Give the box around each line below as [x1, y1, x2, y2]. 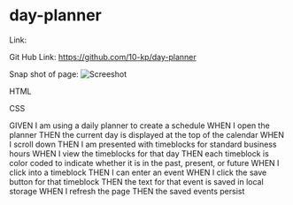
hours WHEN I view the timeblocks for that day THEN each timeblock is [9, 148, 270, 159]
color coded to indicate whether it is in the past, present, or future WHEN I [9, 157, 280, 168]
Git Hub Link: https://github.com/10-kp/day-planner [9, 51, 197, 62]
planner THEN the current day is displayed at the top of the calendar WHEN [9, 129, 285, 140]
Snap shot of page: [9, 68, 80, 80]
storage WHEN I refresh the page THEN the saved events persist [9, 186, 245, 196]
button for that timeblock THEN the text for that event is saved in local [9, 176, 264, 186]
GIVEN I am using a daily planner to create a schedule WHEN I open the [9, 120, 270, 131]
